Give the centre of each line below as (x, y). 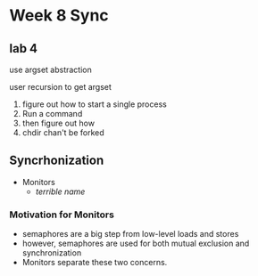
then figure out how (58, 123)
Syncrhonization (57, 161)
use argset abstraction (50, 69)
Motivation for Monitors (62, 215)
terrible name (60, 191)
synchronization (52, 253)
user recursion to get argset (60, 87)
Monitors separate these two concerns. (95, 263)
